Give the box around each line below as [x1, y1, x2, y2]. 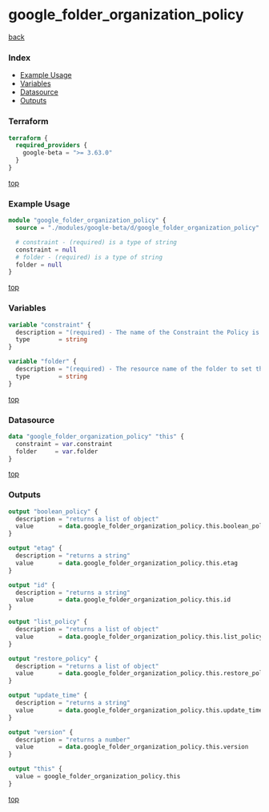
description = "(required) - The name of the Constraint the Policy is [15, 328, 260, 336]
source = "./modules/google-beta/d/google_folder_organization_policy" [15, 224, 260, 232]
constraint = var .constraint [15, 440, 113, 448]
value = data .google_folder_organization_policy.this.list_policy [15, 633, 263, 641]
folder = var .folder [15, 447, 98, 456]
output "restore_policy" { [8, 654, 98, 662]
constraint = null [15, 246, 78, 254]
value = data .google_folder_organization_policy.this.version [15, 743, 249, 751]
